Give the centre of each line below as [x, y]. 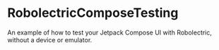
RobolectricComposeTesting [93, 13]
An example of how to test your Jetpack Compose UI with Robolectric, [109, 32]
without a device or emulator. [50, 39]
